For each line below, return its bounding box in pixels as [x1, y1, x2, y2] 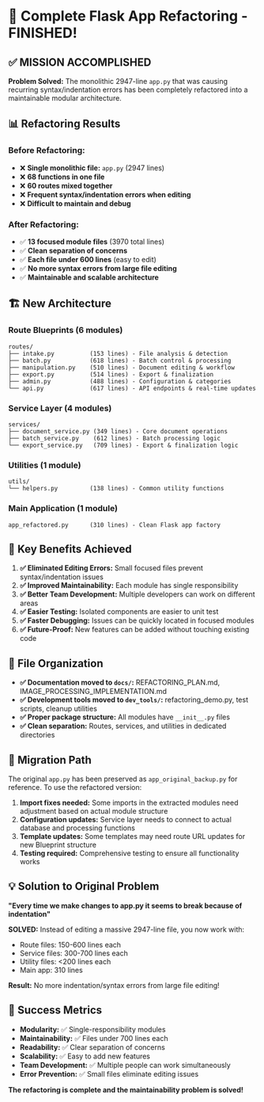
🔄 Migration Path [8, 753, 92, 767]
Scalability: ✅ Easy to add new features [19, 1051, 151, 1061]
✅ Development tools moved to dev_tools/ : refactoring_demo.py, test [19, 695, 249, 704]
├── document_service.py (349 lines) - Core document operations [8, 427, 228, 435]
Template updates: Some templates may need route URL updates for [19, 832, 246, 841]
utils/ [8, 478, 30, 486]
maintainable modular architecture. [8, 93, 123, 102]
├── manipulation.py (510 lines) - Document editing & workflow [8, 364, 236, 372]
